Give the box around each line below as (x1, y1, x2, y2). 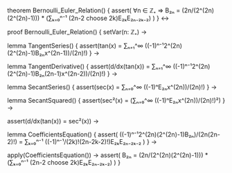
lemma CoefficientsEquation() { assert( (7, 130, 118, 139)
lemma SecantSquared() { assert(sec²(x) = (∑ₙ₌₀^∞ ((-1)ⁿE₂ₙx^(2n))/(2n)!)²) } (7, 96, 226, 104)
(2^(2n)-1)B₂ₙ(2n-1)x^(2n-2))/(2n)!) (7, 70, 106, 78)
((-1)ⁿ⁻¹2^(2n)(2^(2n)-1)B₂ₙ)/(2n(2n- (119, 130, 220, 139)
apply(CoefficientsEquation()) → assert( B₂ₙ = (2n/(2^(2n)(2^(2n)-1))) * (7, 151, 208, 159)
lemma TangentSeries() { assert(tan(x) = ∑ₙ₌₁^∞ (7, 41, 143, 50)
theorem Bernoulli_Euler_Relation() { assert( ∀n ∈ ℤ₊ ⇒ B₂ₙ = (7, 6, 181, 14)
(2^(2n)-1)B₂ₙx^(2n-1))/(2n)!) (7, 49, 88, 57)
